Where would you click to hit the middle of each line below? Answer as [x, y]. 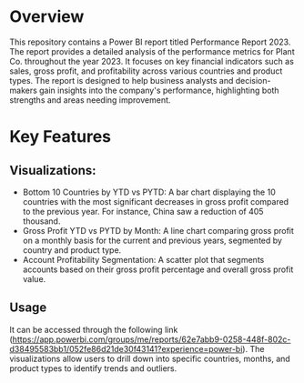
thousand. [41, 221]
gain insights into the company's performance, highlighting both [159, 90]
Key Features [61, 137]
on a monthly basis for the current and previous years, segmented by [152, 240]
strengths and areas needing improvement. [90, 100]
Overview [47, 17]
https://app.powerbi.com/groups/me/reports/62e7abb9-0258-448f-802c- [152, 339]
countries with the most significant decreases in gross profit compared [156, 201]
